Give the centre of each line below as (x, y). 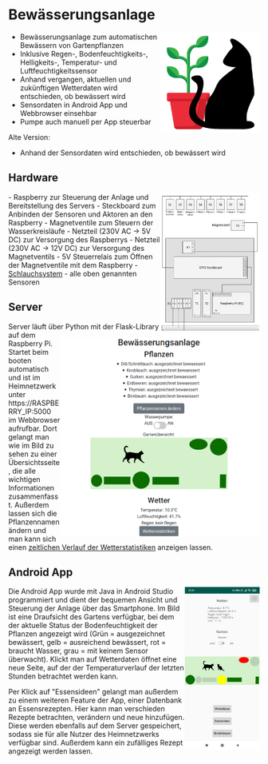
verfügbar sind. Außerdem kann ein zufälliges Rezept (96, 743)
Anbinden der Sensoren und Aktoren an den (81, 214)
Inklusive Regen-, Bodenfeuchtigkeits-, (84, 54)
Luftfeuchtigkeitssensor (59, 70)
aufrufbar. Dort (33, 428)
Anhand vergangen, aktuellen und (75, 79)
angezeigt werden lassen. (51, 751)
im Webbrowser (34, 420)
